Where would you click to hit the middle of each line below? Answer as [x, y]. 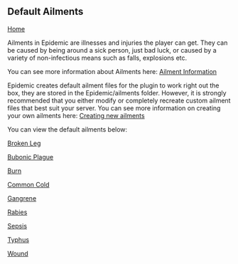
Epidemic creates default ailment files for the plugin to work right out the [113, 85]
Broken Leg [24, 143]
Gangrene [22, 198]
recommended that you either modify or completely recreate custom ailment [119, 100]
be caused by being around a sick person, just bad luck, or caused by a [112, 50]
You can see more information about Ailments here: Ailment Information [112, 71]
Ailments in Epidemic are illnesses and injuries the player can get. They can [118, 43]
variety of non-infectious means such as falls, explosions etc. [97, 58]
